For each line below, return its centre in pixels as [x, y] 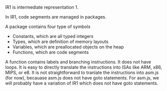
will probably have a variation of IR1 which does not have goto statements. [82, 83]
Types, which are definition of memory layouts [60, 41]
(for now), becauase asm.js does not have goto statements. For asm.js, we [82, 78]
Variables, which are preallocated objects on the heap [68, 47]
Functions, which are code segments [51, 52]
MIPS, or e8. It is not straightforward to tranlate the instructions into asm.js [82, 72]
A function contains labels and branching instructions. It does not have [78, 62]
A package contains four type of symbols [48, 26]
